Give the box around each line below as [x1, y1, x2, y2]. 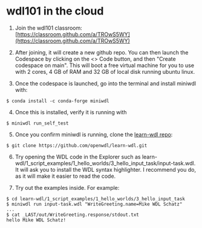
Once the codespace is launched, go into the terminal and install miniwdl [15, 80, 197, 87]
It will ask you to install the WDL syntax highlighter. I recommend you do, [15, 166, 197, 173]
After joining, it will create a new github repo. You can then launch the [15, 48, 189, 56]
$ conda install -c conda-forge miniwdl [6, 98, 110, 104]
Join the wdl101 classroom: [15, 24, 83, 31]
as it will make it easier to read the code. [15, 172, 116, 180]
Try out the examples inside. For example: [15, 184, 120, 191]
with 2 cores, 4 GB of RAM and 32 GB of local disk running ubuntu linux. [15, 68, 195, 75]
